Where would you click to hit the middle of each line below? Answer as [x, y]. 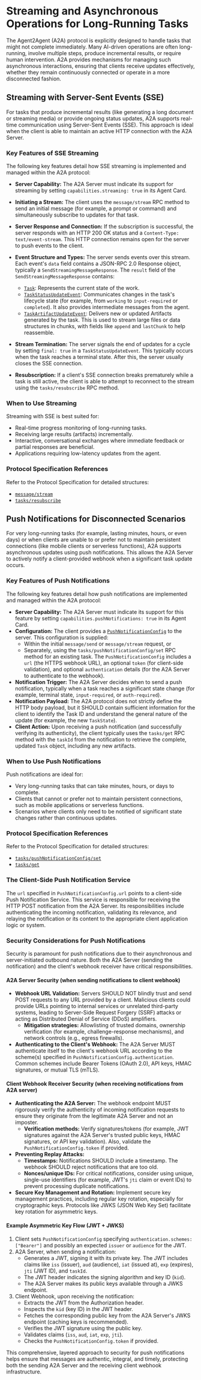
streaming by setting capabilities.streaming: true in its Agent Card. [101, 191]
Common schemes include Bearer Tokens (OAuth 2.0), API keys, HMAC [103, 1064]
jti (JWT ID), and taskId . [55, 1271]
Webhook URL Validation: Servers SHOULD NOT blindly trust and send [103, 994]
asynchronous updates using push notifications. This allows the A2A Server [100, 553]
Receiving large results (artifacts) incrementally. [74, 434]
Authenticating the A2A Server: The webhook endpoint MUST [93, 1103]
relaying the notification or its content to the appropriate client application [97, 919]
